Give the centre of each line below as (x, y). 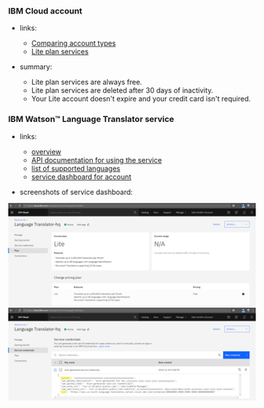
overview (46, 152)
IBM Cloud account (45, 11)
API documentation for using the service (97, 160)
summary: (36, 67)
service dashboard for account (81, 176)
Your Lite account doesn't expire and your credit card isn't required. (141, 99)
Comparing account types (73, 43)
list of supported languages (75, 168)
